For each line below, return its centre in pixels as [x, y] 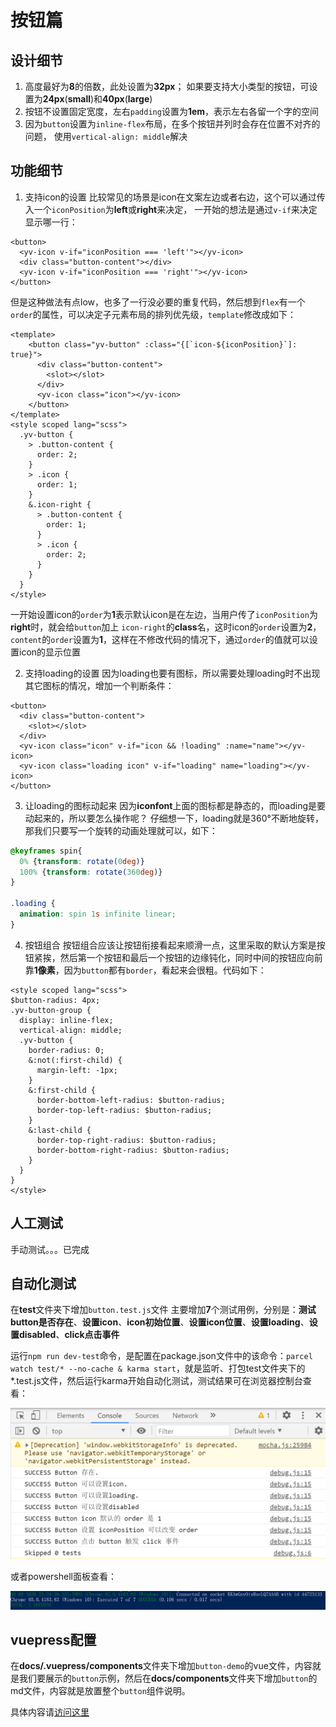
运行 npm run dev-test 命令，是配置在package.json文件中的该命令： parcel [161, 1356]
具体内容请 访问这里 [50, 1712]
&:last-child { [60, 1130]
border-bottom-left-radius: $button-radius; [131, 1100]
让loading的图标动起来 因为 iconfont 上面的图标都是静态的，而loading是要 [175, 805]
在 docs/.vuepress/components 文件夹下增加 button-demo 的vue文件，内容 [161, 1666]
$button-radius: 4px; [55, 1000]
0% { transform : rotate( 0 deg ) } [82, 861]
